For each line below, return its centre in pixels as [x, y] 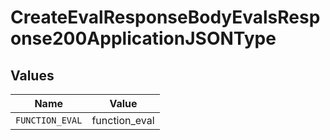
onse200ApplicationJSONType [143, 38]
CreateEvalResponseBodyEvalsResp [165, 17]
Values [32, 75]
